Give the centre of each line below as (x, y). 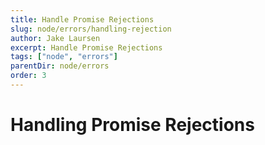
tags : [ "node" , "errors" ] (64, 57)
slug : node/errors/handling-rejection (91, 29)
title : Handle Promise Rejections (82, 19)
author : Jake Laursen (55, 38)
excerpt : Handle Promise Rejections (86, 47)
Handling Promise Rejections (132, 125)
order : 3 (28, 76)
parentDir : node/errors (60, 66)
